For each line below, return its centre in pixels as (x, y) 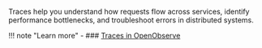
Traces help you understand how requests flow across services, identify (129, 12)
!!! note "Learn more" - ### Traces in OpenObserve (94, 36)
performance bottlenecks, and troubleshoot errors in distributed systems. (131, 20)
